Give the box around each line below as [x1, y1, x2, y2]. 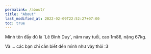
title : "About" [5, 12, 36, 17]
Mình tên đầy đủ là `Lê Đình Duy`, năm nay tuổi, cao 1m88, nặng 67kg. [5, 34, 147, 40]
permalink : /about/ [5, 7, 45, 12]
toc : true [5, 20, 25, 26]
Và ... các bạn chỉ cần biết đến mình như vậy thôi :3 [5, 43, 109, 49]
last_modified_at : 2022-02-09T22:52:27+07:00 [5, 16, 100, 21]
